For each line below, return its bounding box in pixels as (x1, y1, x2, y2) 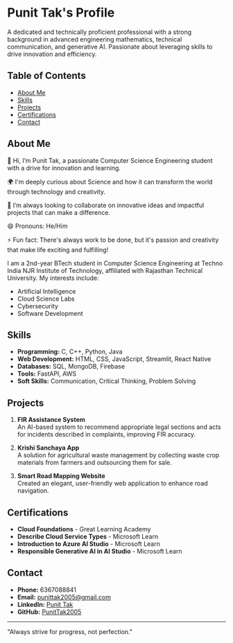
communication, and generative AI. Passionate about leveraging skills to (7, 42, 213, 51)
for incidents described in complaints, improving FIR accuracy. (17, 430, 196, 439)
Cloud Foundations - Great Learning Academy (17, 525, 151, 533)
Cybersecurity (17, 301, 59, 310)
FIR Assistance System (17, 416, 85, 424)
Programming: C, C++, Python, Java (17, 348, 123, 356)
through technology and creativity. (7, 187, 106, 195)
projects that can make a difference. (7, 208, 111, 216)
